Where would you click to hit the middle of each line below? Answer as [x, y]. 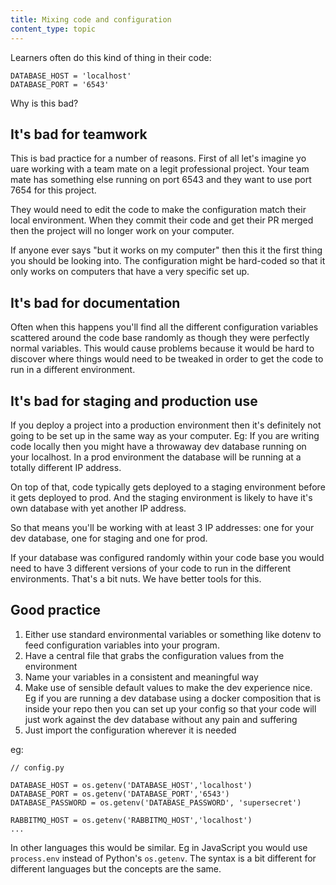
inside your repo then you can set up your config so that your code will [170, 708]
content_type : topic [53, 29]
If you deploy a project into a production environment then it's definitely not [166, 425]
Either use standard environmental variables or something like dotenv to [173, 634]
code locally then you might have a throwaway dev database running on [158, 446]
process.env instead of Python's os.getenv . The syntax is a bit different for [163, 858]
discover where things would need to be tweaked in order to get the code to [167, 359]
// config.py [37, 767]
